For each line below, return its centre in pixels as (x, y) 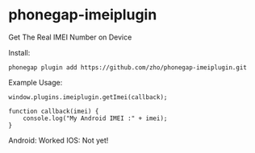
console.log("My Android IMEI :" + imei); (95, 118)
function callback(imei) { (54, 111)
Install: (19, 52)
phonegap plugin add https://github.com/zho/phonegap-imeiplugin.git (128, 67)
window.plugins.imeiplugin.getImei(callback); (88, 97)
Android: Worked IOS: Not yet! (59, 140)
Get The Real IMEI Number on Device (70, 37)
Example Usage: (36, 82)
